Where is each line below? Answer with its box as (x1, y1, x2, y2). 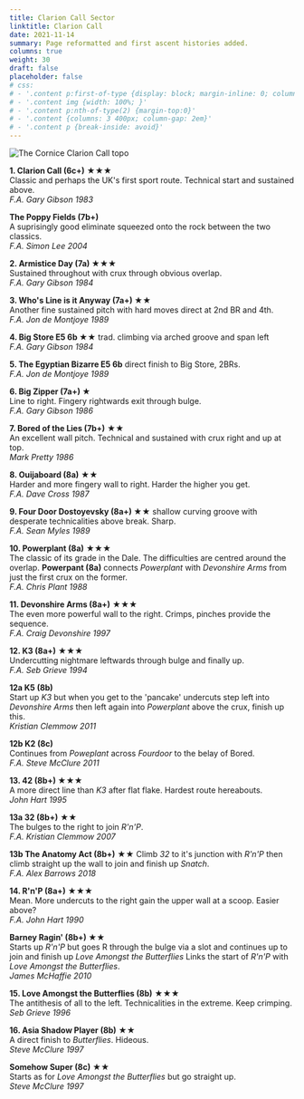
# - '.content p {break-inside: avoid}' (9, 123, 165, 132)
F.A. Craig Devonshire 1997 (9, 628, 111, 639)
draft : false (9, 64, 59, 73)
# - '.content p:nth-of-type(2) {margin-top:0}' (9, 106, 196, 115)
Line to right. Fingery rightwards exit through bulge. (9, 396, 202, 406)
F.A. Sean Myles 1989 (9, 525, 90, 535)
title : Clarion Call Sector (9, 13, 116, 23)
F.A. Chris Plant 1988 (9, 582, 88, 592)
